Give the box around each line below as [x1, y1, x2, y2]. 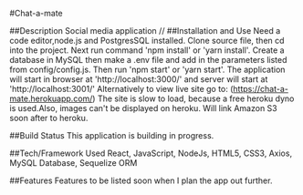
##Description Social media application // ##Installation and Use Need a [9, 26, 281, 36]
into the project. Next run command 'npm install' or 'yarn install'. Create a [9, 45, 285, 56]
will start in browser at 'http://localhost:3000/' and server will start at [9, 74, 268, 85]
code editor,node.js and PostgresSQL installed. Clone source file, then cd [9, 36, 285, 46]
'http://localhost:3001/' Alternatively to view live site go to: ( [9, 84, 234, 94]
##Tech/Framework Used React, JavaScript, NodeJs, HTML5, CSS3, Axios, [9, 148, 293, 159]
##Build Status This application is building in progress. [9, 130, 214, 140]
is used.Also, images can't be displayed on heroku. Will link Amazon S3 [9, 103, 277, 113]
